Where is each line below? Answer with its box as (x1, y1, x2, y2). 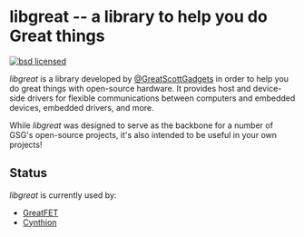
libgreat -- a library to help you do (9, 6, 268, 27)
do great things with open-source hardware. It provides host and (9, 83, 251, 94)
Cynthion (22, 216, 57, 228)
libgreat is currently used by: (9, 189, 117, 201)
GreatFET (22, 207, 59, 218)
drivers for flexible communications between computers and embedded (26, 93, 296, 104)
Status (9, 165, 48, 181)
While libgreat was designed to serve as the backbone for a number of (9, 120, 274, 131)
